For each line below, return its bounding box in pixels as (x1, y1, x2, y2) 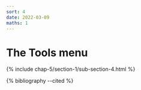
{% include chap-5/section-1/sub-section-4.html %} (6, 65, 136, 73)
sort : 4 (6, 8, 26, 15)
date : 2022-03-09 (6, 14, 50, 20)
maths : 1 (6, 20, 28, 26)
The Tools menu (6, 46, 88, 59)
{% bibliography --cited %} (6, 77, 74, 85)
